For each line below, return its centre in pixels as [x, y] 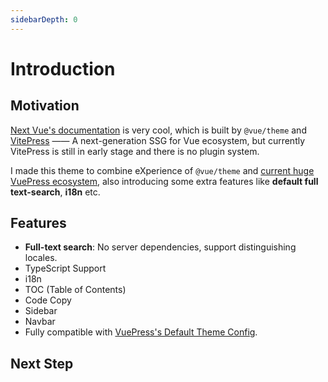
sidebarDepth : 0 [44, 19]
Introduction [63, 68]
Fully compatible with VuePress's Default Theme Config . [141, 332]
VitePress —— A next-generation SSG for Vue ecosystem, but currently [158, 140]
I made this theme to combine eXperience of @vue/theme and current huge [162, 170]
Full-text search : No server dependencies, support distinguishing [160, 247]
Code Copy [48, 300]
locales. [41, 258]
